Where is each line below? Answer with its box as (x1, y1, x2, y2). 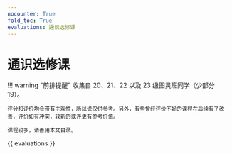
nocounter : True (7, 10, 56, 18)
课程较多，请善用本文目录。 (7, 127, 77, 134)
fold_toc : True (7, 17, 53, 24)
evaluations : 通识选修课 (7, 23, 76, 31)
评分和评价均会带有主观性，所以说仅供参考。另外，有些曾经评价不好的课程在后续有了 (7, 106, 219, 113)
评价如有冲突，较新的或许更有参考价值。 (17, 113, 119, 121)
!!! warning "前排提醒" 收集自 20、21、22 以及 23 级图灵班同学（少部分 (7, 81, 215, 89)
